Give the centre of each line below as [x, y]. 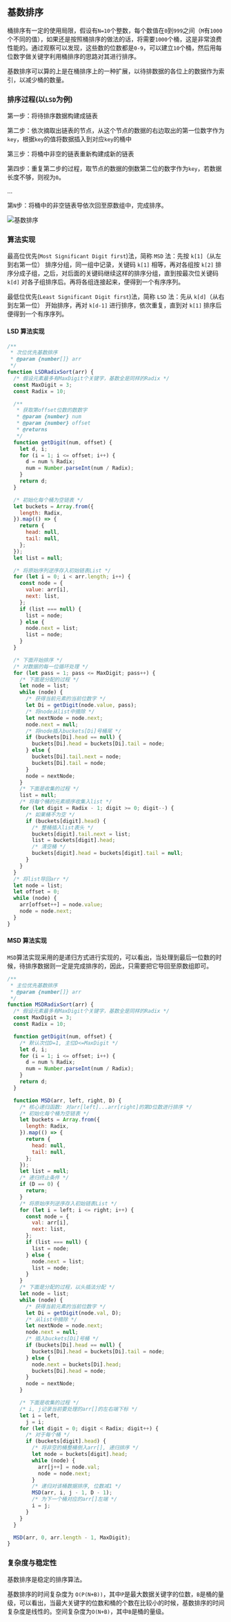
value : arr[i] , [47, 590]
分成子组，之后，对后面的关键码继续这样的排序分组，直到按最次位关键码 [115, 273]
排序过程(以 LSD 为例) [40, 99]
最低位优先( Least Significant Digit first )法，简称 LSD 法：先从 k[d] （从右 [116, 297]
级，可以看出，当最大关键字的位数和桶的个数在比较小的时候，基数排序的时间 [116, 1603]
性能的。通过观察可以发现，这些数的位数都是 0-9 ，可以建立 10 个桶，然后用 [111, 48]
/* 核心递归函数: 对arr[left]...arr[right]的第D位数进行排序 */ [106, 1107]
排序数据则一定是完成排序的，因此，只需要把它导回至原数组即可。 [119, 966]
